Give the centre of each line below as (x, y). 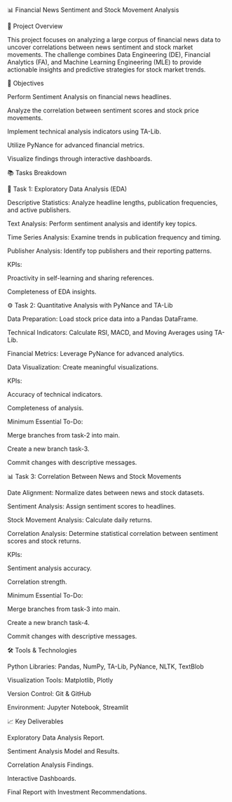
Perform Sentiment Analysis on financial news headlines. (89, 97)
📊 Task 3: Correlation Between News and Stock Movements (94, 476)
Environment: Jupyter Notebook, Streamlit (68, 707)
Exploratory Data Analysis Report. (56, 737)
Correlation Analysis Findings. (50, 765)
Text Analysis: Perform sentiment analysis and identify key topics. (102, 224)
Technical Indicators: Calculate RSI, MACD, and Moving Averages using (110, 333)
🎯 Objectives (26, 83)
